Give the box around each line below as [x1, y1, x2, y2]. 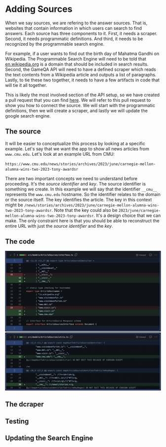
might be [5, 202, 23, 208]
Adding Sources [5, 3, 73, 15]
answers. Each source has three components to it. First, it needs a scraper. [5, 30, 158, 36]
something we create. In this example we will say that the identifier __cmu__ [5, 186, 157, 192]
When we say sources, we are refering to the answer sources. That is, [5, 20, 148, 26]
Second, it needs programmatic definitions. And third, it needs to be [5, 36, 143, 42]
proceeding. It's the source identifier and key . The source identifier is [5, 181, 146, 187]
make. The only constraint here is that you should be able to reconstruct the [5, 217, 160, 224]
